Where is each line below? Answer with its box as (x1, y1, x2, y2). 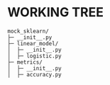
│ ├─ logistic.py (7, 52, 62, 59)
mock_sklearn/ (7, 28, 50, 35)
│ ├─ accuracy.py (7, 71, 62, 78)
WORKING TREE (7, 4, 104, 21)
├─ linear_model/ (7, 40, 59, 47)
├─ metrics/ (7, 58, 43, 66)
